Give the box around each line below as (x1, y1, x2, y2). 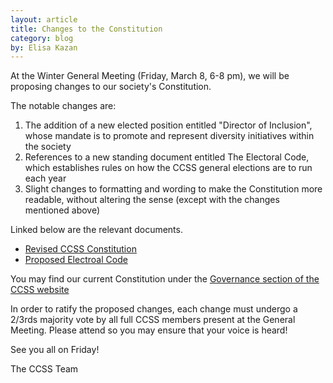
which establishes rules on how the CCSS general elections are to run (24, 162, 313, 174)
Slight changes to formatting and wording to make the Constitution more (24, 183, 323, 195)
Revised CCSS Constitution (24, 243, 137, 255)
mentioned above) (24, 204, 101, 216)
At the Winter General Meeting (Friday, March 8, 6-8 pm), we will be (10, 70, 290, 82)
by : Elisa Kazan (10, 42, 78, 53)
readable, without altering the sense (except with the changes (24, 194, 280, 206)
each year (24, 172, 67, 185)
